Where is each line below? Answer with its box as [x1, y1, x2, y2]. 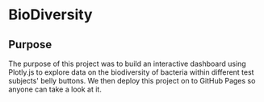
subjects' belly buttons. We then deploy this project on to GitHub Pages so [8, 76, 256, 85]
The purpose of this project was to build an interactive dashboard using [8, 59, 246, 68]
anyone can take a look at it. [8, 84, 103, 94]
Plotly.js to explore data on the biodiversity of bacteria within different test [8, 67, 254, 77]
